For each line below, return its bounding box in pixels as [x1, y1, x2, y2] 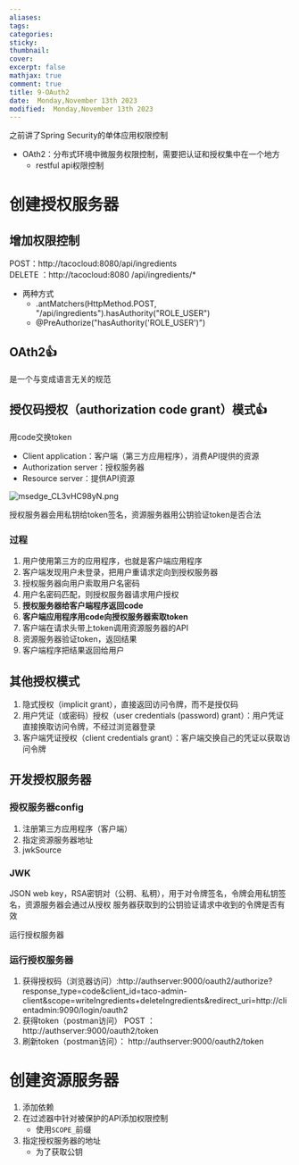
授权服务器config [9, 801, 85, 813]
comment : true [9, 79, 62, 88]
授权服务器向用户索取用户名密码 [21, 578, 140, 589]
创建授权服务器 [9, 195, 120, 215]
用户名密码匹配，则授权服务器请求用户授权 [21, 589, 179, 600]
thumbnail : [9, 46, 50, 55]
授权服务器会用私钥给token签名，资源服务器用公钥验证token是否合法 [9, 509, 262, 520]
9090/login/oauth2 [59, 1005, 129, 1016]
